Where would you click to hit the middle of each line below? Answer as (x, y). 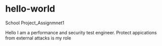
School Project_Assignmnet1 (35, 23)
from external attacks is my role (38, 38)
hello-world (30, 9)
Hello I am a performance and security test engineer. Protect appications (81, 32)
